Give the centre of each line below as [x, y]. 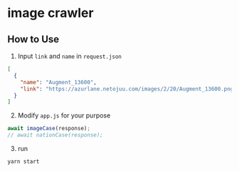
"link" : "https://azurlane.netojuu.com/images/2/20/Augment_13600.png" [128, 89]
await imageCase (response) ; [49, 129]
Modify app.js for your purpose [64, 115]
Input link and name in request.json [70, 56]
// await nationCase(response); [55, 135]
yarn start [23, 161]
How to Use [33, 39]
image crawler [51, 13]
